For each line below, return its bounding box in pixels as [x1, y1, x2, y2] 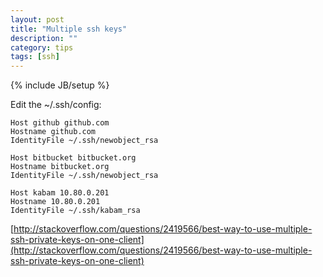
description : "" [10, 33, 78, 43]
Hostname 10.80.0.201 [10, 197, 101, 207]
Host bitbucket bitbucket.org [10, 153, 137, 163]
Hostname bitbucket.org [10, 162, 110, 172]
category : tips [10, 42, 74, 53]
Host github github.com [10, 118, 110, 128]
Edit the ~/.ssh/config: [10, 99, 102, 111]
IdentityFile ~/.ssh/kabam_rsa [10, 206, 141, 216]
